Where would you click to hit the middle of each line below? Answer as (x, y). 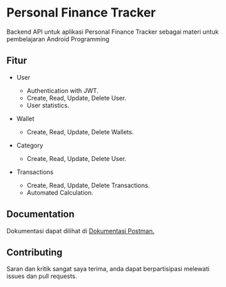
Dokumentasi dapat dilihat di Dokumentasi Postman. (81, 231)
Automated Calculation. (60, 192)
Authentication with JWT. (63, 90)
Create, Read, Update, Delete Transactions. (88, 185)
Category (30, 145)
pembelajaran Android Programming (58, 39)
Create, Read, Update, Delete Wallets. (80, 131)
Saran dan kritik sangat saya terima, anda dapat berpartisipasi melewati (108, 269)
